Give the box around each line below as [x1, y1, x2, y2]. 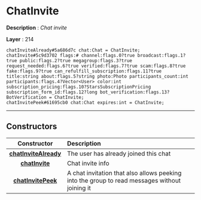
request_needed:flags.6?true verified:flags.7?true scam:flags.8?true [6, 63, 186, 69]
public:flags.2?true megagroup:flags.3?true [19, 57, 133, 63]
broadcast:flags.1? [137, 52, 186, 58]
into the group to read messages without [66, 176, 181, 184]
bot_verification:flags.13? [99, 89, 170, 95]
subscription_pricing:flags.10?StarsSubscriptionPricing [6, 84, 151, 90]
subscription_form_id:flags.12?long [6, 89, 98, 95]
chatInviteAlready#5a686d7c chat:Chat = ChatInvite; [6, 47, 141, 53]
